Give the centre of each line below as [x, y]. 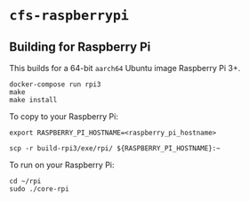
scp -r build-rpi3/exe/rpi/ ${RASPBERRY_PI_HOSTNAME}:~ [115, 149]
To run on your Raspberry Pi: [62, 165]
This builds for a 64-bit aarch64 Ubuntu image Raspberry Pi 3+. [125, 68]
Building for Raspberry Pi [80, 47]
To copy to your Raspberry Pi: [64, 117]
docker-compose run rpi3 [55, 85]
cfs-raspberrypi [69, 16]
